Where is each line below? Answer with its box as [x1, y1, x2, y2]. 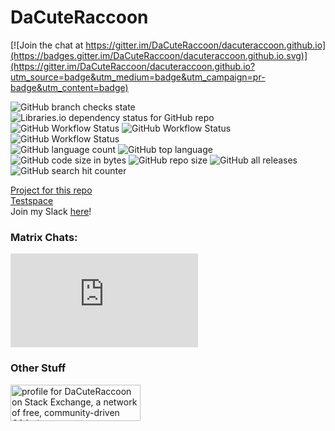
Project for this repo [10, 184, 93, 196]
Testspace [10, 194, 54, 206]
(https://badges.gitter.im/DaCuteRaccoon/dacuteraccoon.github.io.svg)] [10, 49, 308, 61]
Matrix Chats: [10, 230, 78, 244]
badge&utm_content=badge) [10, 81, 129, 93]
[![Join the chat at [10, 39, 84, 51]
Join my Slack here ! [10, 205, 92, 217]
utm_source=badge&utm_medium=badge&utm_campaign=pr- [10, 71, 266, 83]
